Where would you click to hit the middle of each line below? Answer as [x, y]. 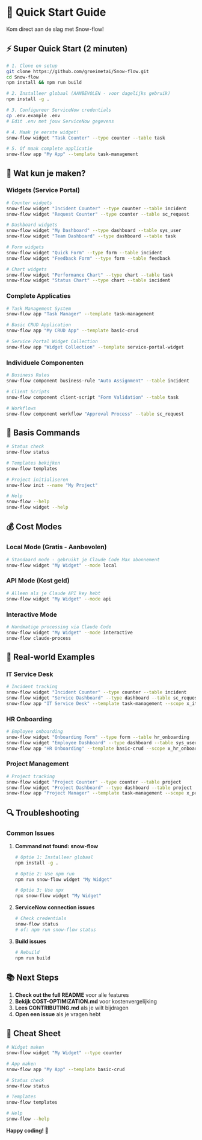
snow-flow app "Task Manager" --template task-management [80, 314]
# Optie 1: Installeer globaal [54, 857]
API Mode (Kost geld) [38, 581]
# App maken [21, 1064]
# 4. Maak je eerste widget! [43, 132]
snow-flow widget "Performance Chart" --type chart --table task [90, 275]
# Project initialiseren [37, 480]
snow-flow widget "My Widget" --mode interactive [70, 633]
